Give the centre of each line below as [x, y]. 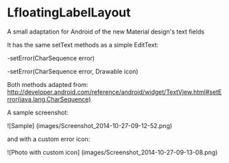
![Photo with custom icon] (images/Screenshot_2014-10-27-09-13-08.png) [112, 152]
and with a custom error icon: [49, 139]
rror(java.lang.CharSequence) [49, 99]
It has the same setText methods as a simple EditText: [83, 45]
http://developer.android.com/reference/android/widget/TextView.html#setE [114, 92]
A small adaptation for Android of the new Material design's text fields [106, 32]
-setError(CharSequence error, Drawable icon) [73, 71]
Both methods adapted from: [48, 84]
